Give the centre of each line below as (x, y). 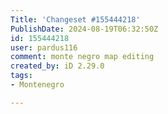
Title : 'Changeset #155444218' (75, 19)
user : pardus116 (44, 47)
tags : (21, 76)
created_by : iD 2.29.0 (57, 66)
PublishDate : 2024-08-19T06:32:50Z (84, 29)
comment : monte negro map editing (82, 57)
